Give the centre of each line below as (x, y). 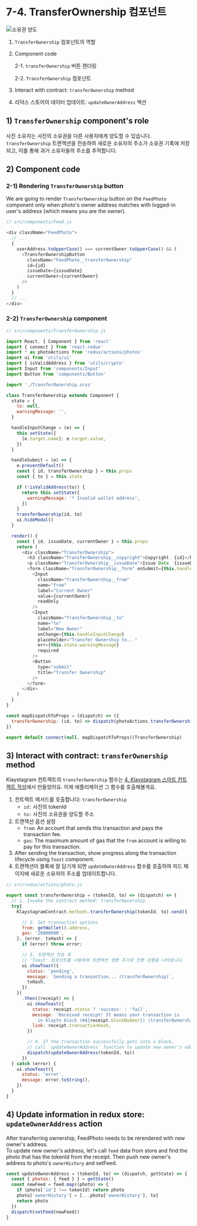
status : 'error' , (43, 1075)
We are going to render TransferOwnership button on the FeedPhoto (86, 199)
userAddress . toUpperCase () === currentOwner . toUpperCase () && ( (97, 249)
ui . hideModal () (35, 520)
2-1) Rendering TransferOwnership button (65, 186)
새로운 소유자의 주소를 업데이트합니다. (74, 874)
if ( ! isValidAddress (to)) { (51, 487)
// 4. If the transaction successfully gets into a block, (101, 1042)
